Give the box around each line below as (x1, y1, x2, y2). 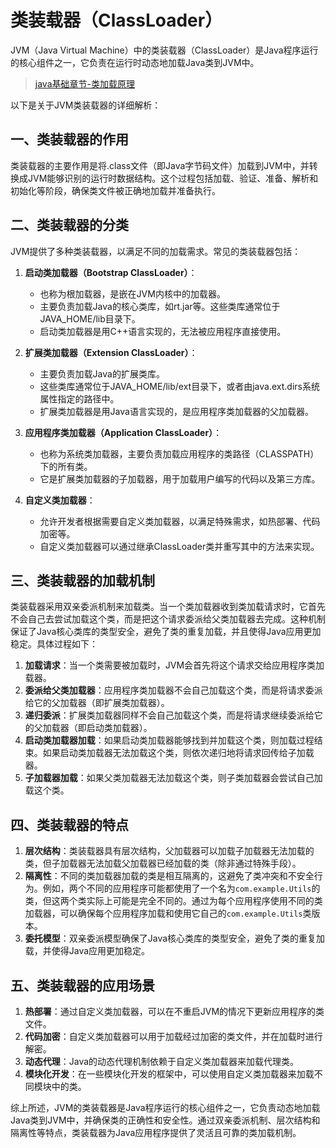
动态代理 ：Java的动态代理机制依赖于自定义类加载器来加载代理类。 (24, 1056, 300, 1067)
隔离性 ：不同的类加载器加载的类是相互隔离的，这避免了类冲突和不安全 (24, 870, 315, 882)
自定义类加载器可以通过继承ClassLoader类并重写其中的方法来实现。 (39, 540, 320, 552)
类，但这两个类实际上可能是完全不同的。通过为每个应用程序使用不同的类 (24, 895, 323, 907)
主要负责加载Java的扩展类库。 (39, 367, 165, 380)
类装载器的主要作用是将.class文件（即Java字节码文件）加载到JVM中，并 (10, 159, 310, 171)
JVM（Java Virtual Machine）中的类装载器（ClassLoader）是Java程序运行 (10, 44, 319, 56)
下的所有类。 (39, 460, 93, 472)
